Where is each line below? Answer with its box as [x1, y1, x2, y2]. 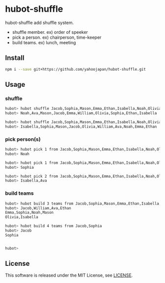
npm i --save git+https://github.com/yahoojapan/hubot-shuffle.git [5, 67, 146, 72]
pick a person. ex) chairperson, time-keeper [12, 34, 102, 40]
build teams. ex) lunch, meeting [12, 39, 76, 45]
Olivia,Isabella [5, 215, 38, 220]
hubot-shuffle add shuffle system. [5, 20, 74, 26]
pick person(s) [5, 136, 41, 143]
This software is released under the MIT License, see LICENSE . [5, 272, 133, 278]
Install [5, 54, 25, 62]
